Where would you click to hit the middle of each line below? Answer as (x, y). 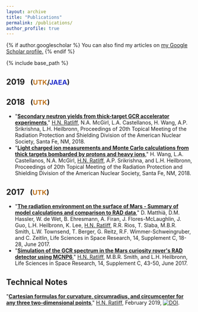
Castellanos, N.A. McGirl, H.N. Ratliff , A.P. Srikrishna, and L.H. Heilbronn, (103, 161)
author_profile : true (33, 28)
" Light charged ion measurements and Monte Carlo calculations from (102, 148)
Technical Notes (37, 282)
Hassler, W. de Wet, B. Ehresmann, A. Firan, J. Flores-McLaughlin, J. (98, 219)
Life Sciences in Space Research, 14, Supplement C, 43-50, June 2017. (101, 263)
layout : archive (26, 12)
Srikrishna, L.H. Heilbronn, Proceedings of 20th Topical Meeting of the (100, 129)
